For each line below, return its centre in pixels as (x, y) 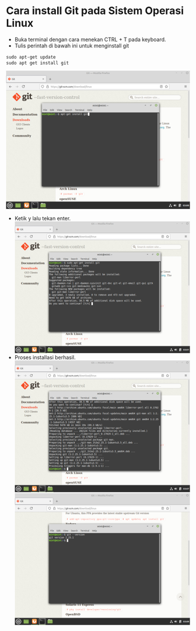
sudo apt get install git (37, 63)
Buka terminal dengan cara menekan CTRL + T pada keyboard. (90, 39)
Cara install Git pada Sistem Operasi (95, 11)
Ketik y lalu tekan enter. (43, 218)
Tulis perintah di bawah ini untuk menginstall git (72, 46)
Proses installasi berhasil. (45, 358)
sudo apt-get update (31, 57)
